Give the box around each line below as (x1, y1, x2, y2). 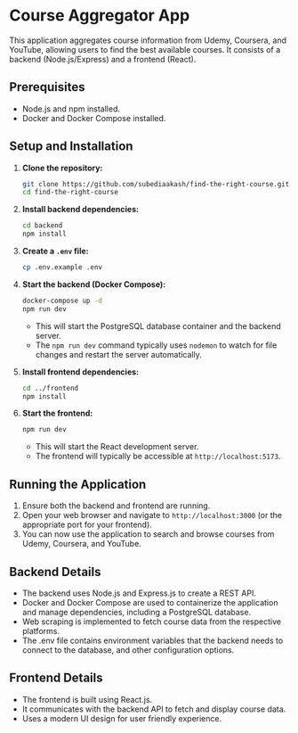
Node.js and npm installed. (21, 103, 121, 114)
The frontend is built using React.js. (21, 694, 153, 704)
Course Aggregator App (9, 5, 190, 26)
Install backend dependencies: (21, 204, 140, 215)
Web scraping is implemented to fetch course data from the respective (21, 616, 282, 627)
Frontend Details (9, 671, 103, 686)
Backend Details (9, 564, 101, 580)
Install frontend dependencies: (21, 366, 140, 377)
